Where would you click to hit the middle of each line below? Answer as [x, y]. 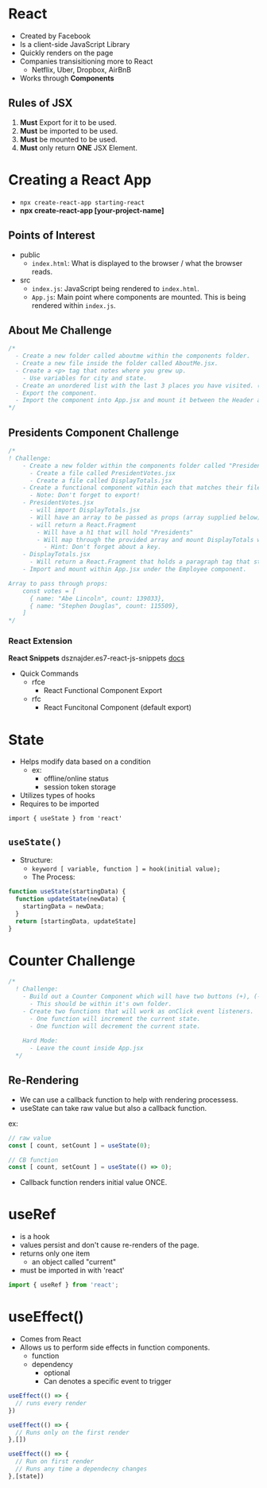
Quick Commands [49, 674]
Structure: [36, 860]
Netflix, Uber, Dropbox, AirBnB [81, 69]
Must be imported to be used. [69, 130]
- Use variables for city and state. [85, 378]
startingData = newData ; [64, 906]
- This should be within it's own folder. [101, 1003]
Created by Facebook [55, 36]
